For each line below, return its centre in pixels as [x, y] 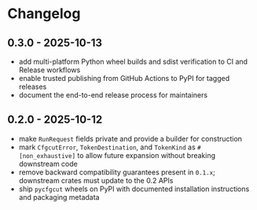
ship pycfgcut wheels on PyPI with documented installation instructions [134, 189]
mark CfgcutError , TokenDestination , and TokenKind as [107, 147]
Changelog [44, 14]
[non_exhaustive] [47, 156]
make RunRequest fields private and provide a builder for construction [130, 138]
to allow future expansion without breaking [147, 155]
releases [33, 87]
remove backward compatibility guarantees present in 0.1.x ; [117, 172]
